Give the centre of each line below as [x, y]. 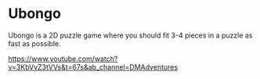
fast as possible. [34, 43]
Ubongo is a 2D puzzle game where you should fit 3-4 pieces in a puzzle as [130, 35]
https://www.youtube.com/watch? [63, 59]
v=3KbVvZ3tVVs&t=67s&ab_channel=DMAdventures [93, 66]
